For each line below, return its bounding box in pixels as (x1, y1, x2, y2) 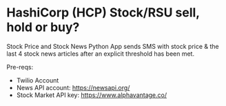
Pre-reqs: (6, 63, 34, 71)
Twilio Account (16, 76, 59, 84)
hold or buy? (6, 19, 80, 35)
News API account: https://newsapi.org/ (16, 83, 130, 92)
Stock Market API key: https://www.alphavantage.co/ (16, 91, 167, 99)
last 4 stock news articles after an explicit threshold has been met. (6, 50, 194, 58)
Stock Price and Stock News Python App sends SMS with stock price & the (6, 42, 220, 50)
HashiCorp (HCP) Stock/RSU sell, (6, 5, 201, 21)
